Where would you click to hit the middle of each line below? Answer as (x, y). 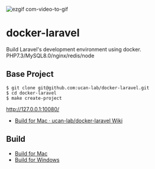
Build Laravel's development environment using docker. (74, 49)
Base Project (30, 74)
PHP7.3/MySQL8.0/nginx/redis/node (50, 56)
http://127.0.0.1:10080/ (33, 109)
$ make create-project (34, 98)
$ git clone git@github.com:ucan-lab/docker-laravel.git (78, 88)
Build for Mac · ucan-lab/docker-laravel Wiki (69, 121)
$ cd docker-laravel (32, 93)
